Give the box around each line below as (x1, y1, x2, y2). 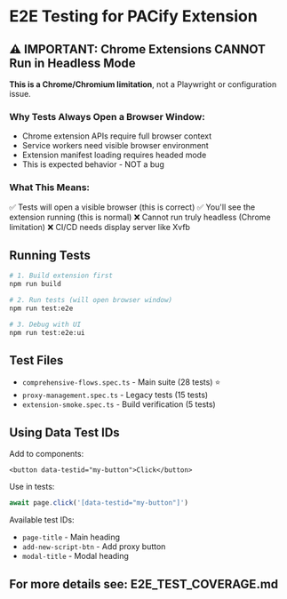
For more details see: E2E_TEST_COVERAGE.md (9, 576, 279, 592)
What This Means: (9, 181, 91, 194)
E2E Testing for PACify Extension (9, 6, 258, 27)
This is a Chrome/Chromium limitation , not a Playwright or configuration (9, 79, 277, 90)
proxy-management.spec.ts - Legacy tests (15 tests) (21, 389, 209, 401)
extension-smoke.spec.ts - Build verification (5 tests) (21, 399, 216, 410)
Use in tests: (9, 482, 55, 492)
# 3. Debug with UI (9, 320, 82, 329)
